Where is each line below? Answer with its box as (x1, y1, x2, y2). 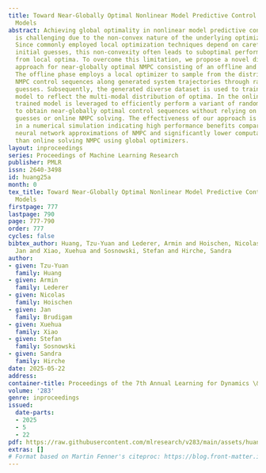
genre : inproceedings (8, 394, 80, 402)
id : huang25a (8, 173, 51, 182)
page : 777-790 (8, 218, 55, 225)
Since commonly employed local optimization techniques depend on (15, 41, 239, 49)
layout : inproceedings (8, 144, 83, 152)
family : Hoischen (15, 298, 73, 306)
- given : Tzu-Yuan (8, 262, 69, 270)
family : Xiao (15, 327, 59, 336)
